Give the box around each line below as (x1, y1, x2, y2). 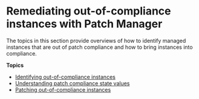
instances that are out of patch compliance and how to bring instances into (6, 43, 193, 51)
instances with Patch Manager (6, 17, 163, 31)
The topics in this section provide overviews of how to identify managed (6, 37, 186, 44)
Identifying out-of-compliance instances (15, 73, 116, 80)
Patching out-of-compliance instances (15, 86, 111, 93)
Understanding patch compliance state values (15, 80, 130, 87)
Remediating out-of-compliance (6, 4, 171, 18)
